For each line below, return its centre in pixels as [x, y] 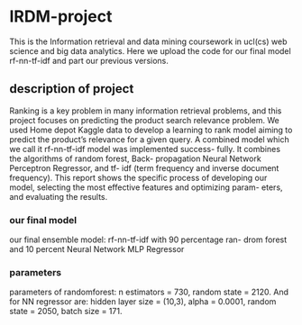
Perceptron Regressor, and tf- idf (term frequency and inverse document [144, 167]
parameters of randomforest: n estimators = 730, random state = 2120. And [149, 292]
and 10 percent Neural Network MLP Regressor [97, 249]
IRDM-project [61, 17]
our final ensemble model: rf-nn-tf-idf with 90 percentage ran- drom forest [148, 239]
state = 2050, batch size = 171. [66, 311]
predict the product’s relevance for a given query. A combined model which [150, 139]
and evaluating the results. [59, 196]
